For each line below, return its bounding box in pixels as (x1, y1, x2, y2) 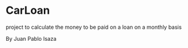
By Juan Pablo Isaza (5, 35, 57, 42)
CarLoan (5, 4, 50, 17)
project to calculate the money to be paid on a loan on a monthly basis (5, 23, 182, 31)
